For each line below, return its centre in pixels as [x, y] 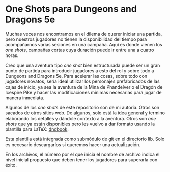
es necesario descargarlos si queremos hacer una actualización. [73, 144]
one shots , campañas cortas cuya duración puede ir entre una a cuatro [80, 50]
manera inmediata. [25, 98]
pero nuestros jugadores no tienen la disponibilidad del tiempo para [76, 39]
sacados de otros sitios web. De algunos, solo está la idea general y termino [85, 113]
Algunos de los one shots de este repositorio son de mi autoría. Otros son [82, 107]
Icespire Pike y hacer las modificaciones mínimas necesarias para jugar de [83, 92]
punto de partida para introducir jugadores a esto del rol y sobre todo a [80, 70]
